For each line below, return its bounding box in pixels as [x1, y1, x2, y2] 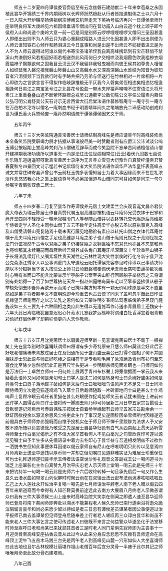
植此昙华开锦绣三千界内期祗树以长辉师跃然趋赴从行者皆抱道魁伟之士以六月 [5, 11, 158, 17]
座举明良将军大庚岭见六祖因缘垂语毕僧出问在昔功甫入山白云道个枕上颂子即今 [5, 23, 163, 29]
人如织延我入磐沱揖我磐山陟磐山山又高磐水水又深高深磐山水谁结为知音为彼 [5, 67, 158, 73]
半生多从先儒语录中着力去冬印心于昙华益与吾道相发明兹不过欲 [31, 437, 158, 443]
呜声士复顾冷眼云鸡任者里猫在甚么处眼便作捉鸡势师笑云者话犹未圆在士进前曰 [5, 393, 163, 399]
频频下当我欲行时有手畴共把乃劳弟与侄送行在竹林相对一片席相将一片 [22, 73, 163, 79]
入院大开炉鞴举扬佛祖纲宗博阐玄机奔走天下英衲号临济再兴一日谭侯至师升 [13, 17, 163, 23]
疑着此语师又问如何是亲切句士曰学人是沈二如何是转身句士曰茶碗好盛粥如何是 [5, 375, 163, 380]
